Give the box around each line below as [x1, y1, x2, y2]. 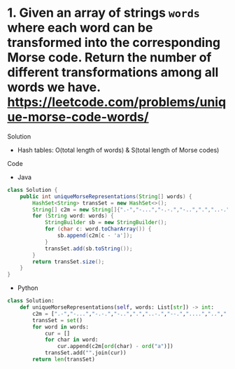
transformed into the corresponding [7, 35, 221, 50]
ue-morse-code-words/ [7, 109, 149, 125]
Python [17, 284, 38, 292]
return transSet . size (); [32, 258, 105, 265]
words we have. [7, 79, 101, 95]
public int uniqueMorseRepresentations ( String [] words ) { [20, 193, 192, 200]
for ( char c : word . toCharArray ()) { [44, 225, 152, 232]
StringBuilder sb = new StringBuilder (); [44, 219, 168, 226]
